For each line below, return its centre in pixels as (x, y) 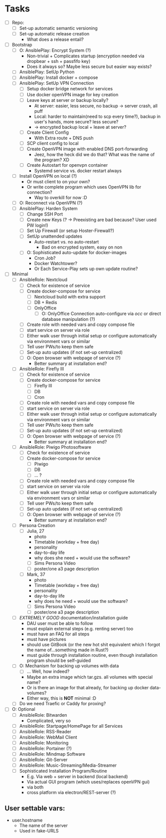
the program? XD (52, 160)
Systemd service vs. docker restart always (78, 171)
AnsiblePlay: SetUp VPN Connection (57, 83)
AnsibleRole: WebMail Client (48, 737)
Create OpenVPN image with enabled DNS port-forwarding (87, 149)
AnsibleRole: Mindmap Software (52, 754)
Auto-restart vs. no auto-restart (67, 242)
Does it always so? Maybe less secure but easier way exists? (89, 67)
